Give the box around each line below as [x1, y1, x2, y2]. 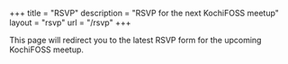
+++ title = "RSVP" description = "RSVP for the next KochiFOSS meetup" [9, 8, 279, 18]
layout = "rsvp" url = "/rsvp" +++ [9, 17, 131, 28]
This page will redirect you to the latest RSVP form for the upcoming [9, 35, 262, 45]
